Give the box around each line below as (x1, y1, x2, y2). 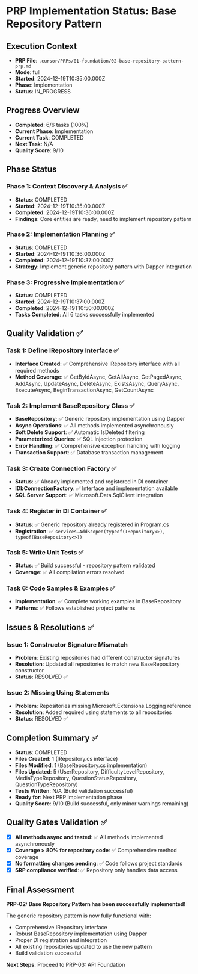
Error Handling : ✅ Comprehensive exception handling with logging (14, 442, 181, 450)
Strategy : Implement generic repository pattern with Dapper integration (14, 263, 192, 270)
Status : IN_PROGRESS (14, 88, 71, 95)
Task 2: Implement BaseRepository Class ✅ (6, 402, 135, 410)
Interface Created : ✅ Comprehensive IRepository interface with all (14, 360, 180, 367)
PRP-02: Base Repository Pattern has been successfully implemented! (6, 900, 186, 907)
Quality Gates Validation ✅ (6, 817, 107, 828)
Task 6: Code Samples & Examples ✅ (6, 584, 116, 592)
